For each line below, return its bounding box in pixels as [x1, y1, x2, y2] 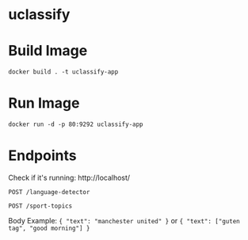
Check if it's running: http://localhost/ [8, 173, 131, 182]
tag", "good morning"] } [8, 224, 90, 232]
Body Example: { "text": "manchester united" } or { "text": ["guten [8, 216, 240, 225]
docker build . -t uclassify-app [8, 68, 119, 76]
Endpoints [8, 147, 77, 165]
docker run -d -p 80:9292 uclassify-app [8, 120, 144, 128]
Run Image [8, 94, 80, 112]
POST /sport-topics [8, 202, 73, 210]
